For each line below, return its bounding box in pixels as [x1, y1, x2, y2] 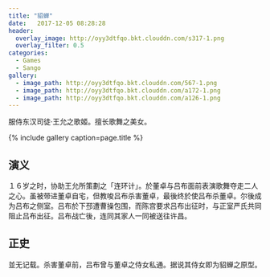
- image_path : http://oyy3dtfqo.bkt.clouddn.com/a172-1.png [15, 86, 221, 95]
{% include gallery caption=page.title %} [8, 133, 143, 143]
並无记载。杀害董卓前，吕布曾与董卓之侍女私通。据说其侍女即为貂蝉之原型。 [8, 259, 262, 269]
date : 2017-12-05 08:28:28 [8, 19, 106, 27]
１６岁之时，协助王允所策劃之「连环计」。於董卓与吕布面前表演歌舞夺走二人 [8, 181, 259, 191]
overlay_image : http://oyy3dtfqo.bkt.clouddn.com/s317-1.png [15, 34, 225, 43]
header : [8, 26, 35, 35]
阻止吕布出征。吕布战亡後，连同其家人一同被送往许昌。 [8, 211, 191, 221]
